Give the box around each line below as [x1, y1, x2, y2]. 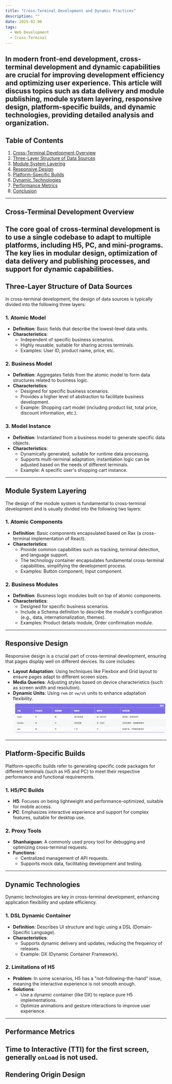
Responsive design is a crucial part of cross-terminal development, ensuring [5, 653, 166, 659]
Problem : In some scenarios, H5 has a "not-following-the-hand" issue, [12, 975, 162, 981]
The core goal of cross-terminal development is [5, 225, 160, 233]
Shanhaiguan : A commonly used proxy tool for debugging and [12, 839, 145, 845]
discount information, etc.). [20, 410, 78, 416]
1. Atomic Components [5, 518, 63, 526]
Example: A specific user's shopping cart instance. [20, 467, 128, 473]
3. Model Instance [5, 423, 51, 430]
